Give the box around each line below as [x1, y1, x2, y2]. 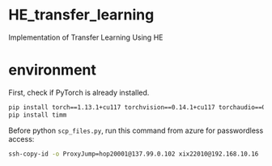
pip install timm [8, 111, 67, 119]
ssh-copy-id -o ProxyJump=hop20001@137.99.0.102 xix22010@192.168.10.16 [8, 150, 259, 158]
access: [8, 134, 35, 143]
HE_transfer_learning [8, 6, 155, 24]
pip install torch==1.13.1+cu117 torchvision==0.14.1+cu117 [8, 103, 216, 111]
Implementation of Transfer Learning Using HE [8, 32, 164, 42]
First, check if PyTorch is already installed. [8, 87, 150, 97]
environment [8, 61, 97, 79]
